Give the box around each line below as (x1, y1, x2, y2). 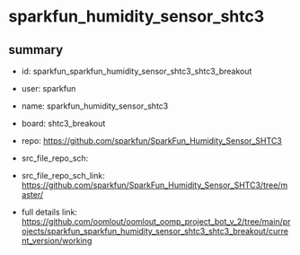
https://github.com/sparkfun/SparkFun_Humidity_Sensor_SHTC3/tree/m (21, 180, 288, 190)
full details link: (21, 207, 78, 217)
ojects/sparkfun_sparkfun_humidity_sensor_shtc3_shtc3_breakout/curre (21, 226, 289, 236)
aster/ (21, 189, 44, 199)
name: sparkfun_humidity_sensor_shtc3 (21, 101, 169, 111)
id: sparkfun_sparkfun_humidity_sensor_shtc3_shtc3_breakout (21, 66, 252, 76)
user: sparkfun (21, 84, 76, 93)
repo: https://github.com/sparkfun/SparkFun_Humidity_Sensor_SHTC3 (21, 136, 282, 145)
